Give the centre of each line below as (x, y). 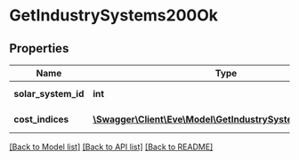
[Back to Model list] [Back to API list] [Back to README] (111, 147)
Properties (39, 48)
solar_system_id (49, 94)
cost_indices (41, 119)
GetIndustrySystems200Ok (114, 16)
